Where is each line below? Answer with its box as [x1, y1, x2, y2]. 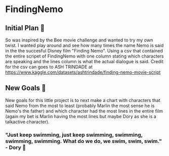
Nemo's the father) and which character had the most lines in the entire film [5, 108, 163, 114]
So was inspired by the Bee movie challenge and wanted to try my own [5, 37, 153, 43]
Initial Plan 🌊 [5, 24, 45, 32]
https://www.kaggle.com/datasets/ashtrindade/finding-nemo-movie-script [5, 69, 161, 75]
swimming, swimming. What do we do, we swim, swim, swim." [5, 137, 162, 144]
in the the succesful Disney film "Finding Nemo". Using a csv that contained [5, 48, 163, 54]
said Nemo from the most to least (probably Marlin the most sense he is [5, 102, 155, 109]
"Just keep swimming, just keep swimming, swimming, [5, 131, 143, 138]
